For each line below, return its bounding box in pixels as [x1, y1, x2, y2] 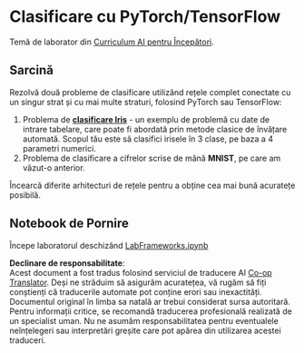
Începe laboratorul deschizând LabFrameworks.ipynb [9, 240, 209, 250]
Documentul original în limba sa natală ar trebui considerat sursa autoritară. [9, 296, 290, 307]
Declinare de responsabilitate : [9, 257, 125, 269]
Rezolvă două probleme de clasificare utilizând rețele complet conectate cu [9, 86, 291, 97]
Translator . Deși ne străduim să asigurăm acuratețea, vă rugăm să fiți [9, 277, 267, 288]
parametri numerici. [22, 142, 97, 153]
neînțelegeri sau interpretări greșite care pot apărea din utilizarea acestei [9, 325, 281, 336]
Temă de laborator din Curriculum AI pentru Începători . [9, 36, 215, 47]
